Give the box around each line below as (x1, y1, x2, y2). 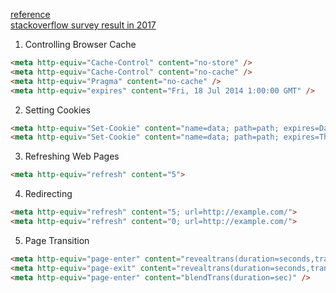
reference (10, 9, 51, 20)
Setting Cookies (24, 104, 91, 116)
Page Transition (24, 234, 90, 246)
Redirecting (24, 188, 73, 200)
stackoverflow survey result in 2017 (10, 19, 157, 31)
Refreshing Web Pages (24, 150, 120, 163)
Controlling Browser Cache (24, 39, 137, 50)
